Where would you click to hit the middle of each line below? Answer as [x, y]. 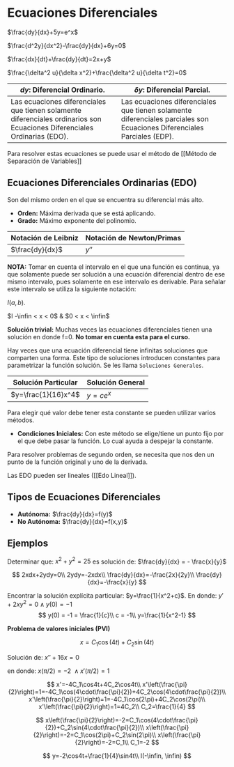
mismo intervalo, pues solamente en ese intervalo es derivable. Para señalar [117, 281]
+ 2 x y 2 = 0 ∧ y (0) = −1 [40, 604]
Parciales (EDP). [147, 136]
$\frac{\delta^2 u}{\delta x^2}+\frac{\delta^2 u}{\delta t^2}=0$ [97, 72]
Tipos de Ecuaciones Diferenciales [84, 497]
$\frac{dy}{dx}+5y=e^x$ [43, 32]
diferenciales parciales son [165, 118]
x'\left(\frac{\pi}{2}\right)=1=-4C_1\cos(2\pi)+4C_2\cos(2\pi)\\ [117, 699]
